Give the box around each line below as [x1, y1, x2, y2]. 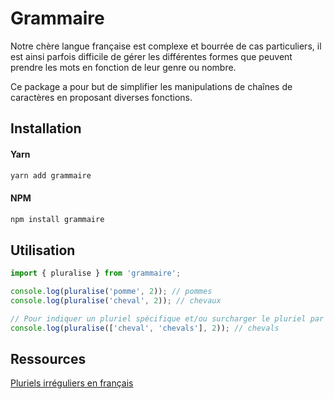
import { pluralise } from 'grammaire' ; [10, 268, 182, 279]
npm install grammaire [10, 214, 105, 224]
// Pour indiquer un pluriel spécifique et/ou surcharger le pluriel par [10, 313, 325, 324]
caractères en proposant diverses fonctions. [10, 91, 193, 103]
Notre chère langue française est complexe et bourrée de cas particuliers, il [10, 40, 322, 52]
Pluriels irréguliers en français [10, 377, 134, 389]
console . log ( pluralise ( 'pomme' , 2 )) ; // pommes [10, 287, 213, 297]
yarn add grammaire [10, 170, 92, 181]
